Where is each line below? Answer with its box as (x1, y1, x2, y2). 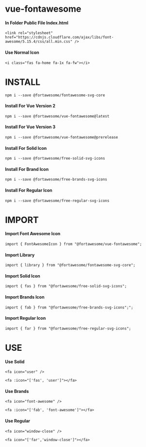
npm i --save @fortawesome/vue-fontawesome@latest (5, 114, 110, 119)
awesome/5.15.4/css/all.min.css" (5, 39, 73, 44)
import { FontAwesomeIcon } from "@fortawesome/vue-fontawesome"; (5, 242, 142, 246)
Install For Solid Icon (5, 145, 47, 151)
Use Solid (5, 359, 25, 365)
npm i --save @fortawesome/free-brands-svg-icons (5, 177, 108, 182)
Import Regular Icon (5, 315, 46, 321)
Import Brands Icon (5, 294, 45, 300)
